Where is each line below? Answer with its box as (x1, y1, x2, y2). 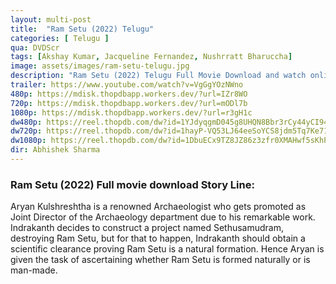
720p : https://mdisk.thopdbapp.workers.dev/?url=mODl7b (10, 98, 248, 108)
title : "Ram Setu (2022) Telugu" (10, 24, 155, 34)
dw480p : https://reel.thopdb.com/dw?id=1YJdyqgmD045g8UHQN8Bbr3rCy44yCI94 (10, 117, 329, 127)
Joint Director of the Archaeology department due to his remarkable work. (10, 211, 316, 223)
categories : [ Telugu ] (10, 33, 110, 43)
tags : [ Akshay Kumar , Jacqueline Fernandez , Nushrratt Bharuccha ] (10, 52, 293, 62)
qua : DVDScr (10, 42, 60, 53)
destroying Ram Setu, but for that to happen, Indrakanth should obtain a (10, 232, 306, 245)
